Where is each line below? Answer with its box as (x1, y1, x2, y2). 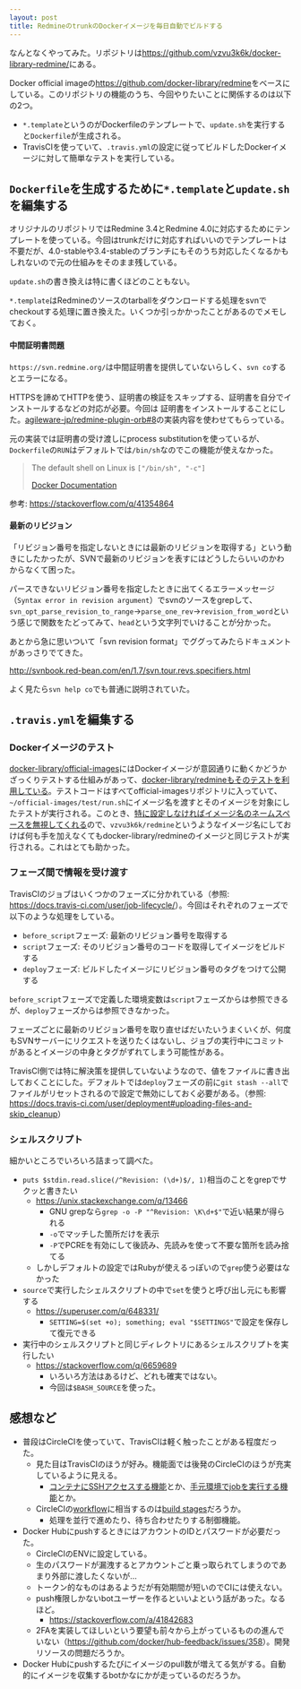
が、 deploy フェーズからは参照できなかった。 (9, 1004, 175, 1015)
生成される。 (78, 130, 126, 141)
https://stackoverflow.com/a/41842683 (48, 1614, 194, 1624)
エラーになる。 (16, 373, 73, 383)
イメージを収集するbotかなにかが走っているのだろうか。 (38, 1669, 246, 1680)
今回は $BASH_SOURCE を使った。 (48, 1382, 161, 1392)
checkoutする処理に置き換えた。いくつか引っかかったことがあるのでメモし (9, 306, 288, 317)
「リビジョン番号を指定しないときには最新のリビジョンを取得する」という (9, 541, 284, 552)
